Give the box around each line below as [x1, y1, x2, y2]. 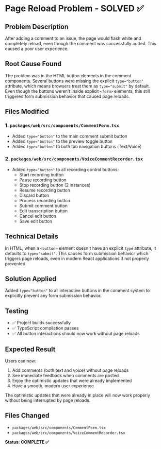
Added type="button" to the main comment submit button [12, 133, 128, 139]
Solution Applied [5, 275, 57, 283]
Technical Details [5, 232, 59, 241]
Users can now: [5, 358, 36, 364]
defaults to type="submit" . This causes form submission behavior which [5, 250, 149, 256]
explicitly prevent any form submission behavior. [5, 293, 102, 299]
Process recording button [19, 197, 70, 203]
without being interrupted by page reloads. [5, 397, 91, 403]
